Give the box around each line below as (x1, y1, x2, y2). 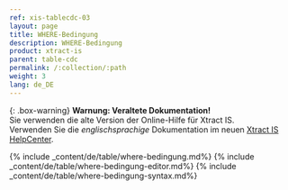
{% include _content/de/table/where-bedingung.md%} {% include (9, 150, 255, 162)
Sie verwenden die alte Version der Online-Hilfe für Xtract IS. (9, 114, 235, 125)
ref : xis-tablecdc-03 (9, 13, 91, 23)
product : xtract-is (9, 47, 83, 56)
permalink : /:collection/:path (9, 64, 127, 73)
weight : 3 (9, 72, 47, 81)
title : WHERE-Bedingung (9, 30, 99, 39)
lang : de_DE (9, 80, 54, 89)
